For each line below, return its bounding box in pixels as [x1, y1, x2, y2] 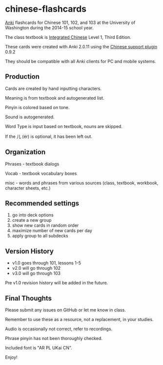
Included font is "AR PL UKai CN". [5, 345, 72, 350]
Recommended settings [5, 199, 80, 207]
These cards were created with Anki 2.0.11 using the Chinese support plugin [5, 43, 158, 49]
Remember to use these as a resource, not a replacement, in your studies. [5, 317, 154, 322]
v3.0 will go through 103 [12, 270, 61, 277]
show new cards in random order [12, 222, 79, 228]
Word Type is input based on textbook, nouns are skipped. [5, 123, 123, 129]
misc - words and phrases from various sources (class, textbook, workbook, [5, 180, 159, 186]
